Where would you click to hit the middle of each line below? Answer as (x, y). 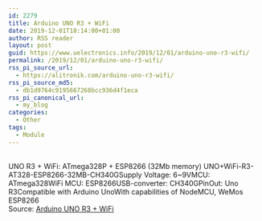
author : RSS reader (41, 38)
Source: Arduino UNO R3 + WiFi (61, 208)
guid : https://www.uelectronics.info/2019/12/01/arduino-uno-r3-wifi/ (129, 53)
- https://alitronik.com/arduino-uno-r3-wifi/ (95, 75)
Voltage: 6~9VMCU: (177, 175)
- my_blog (32, 105)
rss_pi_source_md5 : (41, 82)
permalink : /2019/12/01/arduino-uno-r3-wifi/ (86, 61)
